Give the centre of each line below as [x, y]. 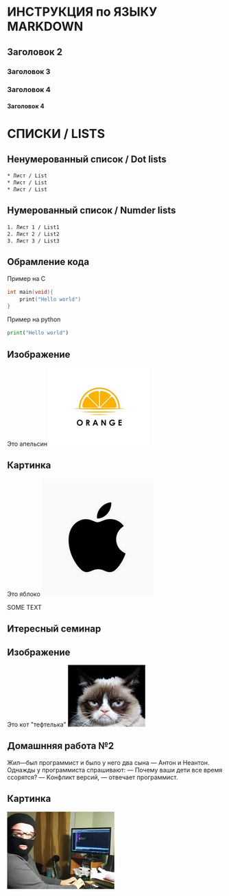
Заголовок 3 [29, 71]
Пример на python [34, 319]
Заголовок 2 [35, 52]
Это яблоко [24, 594]
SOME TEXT [25, 607]
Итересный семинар [54, 629]
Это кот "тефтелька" [37, 724]
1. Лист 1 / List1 [33, 227]
